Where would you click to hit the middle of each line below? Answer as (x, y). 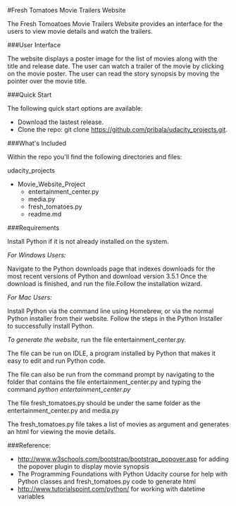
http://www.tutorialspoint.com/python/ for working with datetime (111, 489)
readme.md (45, 214)
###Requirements (33, 228)
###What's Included (37, 143)
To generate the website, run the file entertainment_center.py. (97, 340)
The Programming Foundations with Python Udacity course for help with (122, 474)
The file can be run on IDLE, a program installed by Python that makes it (112, 353)
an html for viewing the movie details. (62, 432)
